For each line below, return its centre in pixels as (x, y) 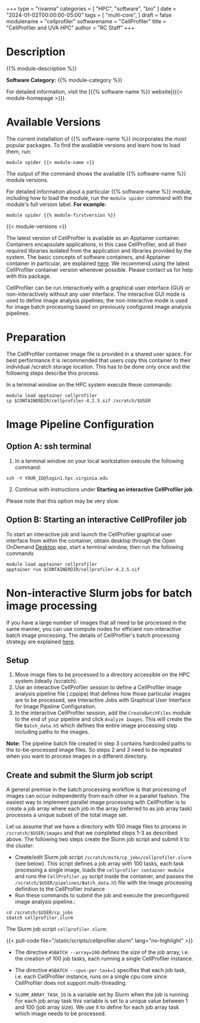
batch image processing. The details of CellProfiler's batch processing (93, 635)
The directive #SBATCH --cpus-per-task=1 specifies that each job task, (101, 970)
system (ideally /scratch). (46, 681)
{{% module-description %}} (41, 68)
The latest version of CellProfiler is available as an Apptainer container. (93, 238)
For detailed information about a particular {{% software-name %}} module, (99, 192)
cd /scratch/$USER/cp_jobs (40, 913)
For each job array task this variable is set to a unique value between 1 (101, 1001)
